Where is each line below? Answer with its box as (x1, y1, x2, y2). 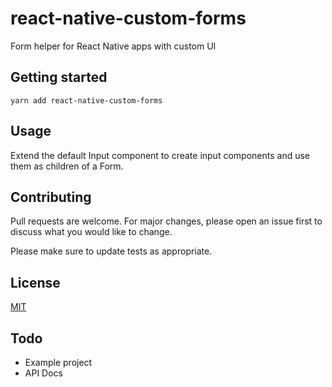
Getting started (10, 69, 108, 86)
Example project (24, 357, 93, 368)
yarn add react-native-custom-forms (10, 95, 163, 106)
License (10, 274, 61, 291)
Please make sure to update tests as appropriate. (10, 245, 213, 257)
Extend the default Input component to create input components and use (10, 149, 310, 161)
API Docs (24, 367, 63, 379)
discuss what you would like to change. (10, 226, 173, 238)
